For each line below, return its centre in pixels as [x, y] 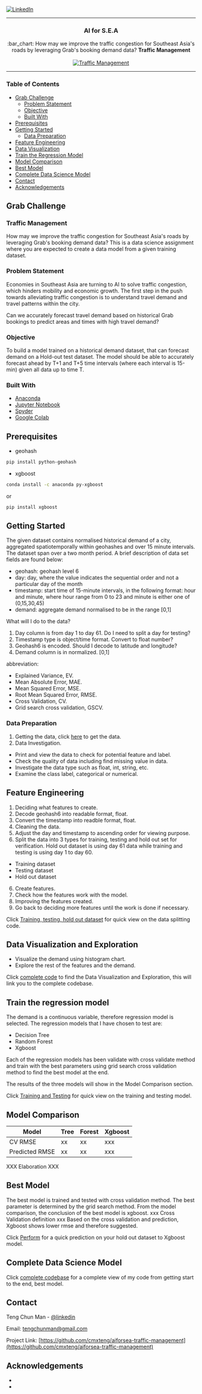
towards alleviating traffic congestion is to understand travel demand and [97, 297]
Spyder [24, 411]
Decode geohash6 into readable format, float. [71, 813]
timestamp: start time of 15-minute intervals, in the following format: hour [105, 590]
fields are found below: [35, 560]
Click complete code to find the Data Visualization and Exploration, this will [99, 977]
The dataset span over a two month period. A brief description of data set [97, 553]
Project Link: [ [23, 1340]
